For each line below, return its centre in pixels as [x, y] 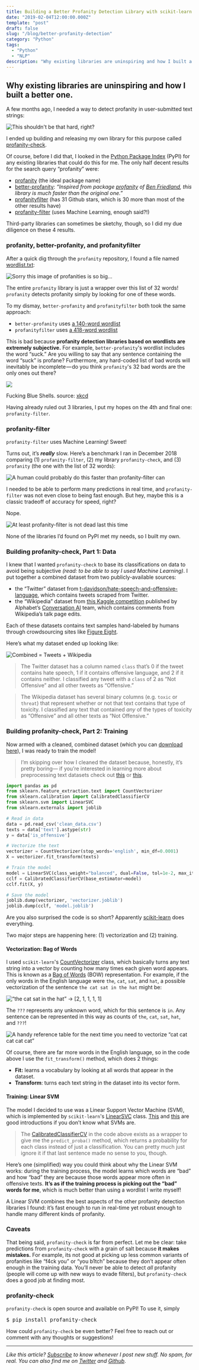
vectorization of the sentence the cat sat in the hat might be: [84, 987]
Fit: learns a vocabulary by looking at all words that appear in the [94, 1070]
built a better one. [40, 95]
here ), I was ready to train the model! [51, 751]
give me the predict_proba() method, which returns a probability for [104, 1140]
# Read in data [25, 819]
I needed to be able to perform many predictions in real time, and [85, 489]
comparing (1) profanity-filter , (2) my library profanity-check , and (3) [94, 459]
